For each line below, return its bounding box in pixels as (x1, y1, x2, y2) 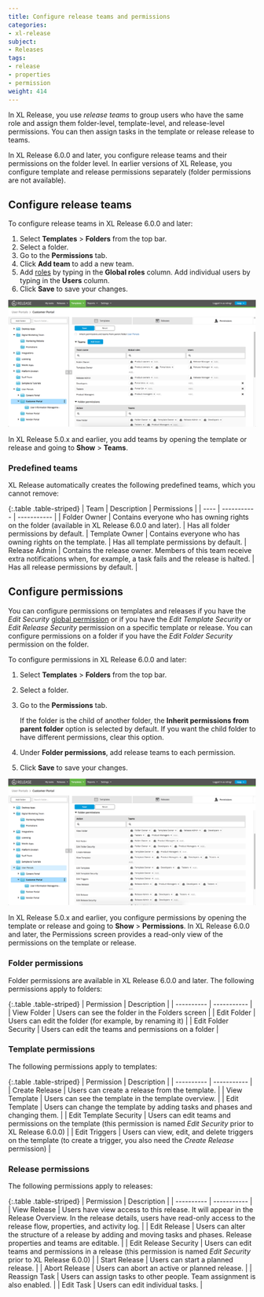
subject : (8, 38, 37, 46)
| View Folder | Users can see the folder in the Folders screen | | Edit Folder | (8, 1008, 256, 1017)
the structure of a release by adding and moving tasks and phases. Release (8, 1230, 252, 1240)
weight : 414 (8, 87, 47, 95)
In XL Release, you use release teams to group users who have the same (8, 110, 244, 120)
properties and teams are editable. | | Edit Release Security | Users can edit (8, 1239, 252, 1248)
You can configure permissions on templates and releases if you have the (8, 606, 246, 615)
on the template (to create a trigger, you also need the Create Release (8, 1135, 234, 1144)
